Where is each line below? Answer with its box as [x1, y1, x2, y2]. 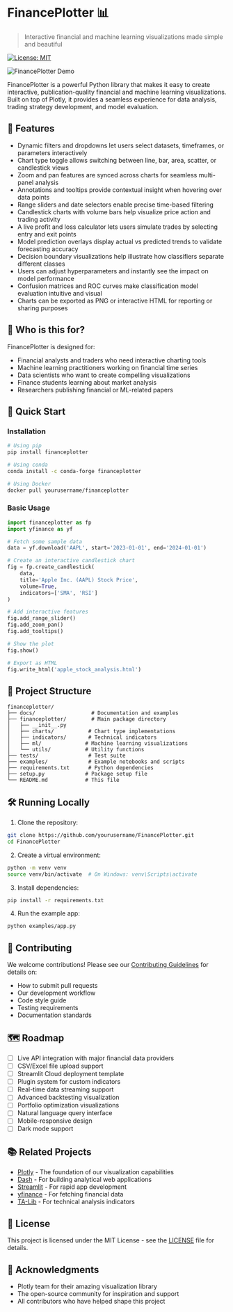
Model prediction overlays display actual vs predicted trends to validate [17, 237, 223, 246]
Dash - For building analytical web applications [17, 1176, 152, 1184]
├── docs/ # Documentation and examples [7, 710, 179, 717]
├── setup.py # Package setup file [7, 771, 148, 778]
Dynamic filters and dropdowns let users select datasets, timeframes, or [17, 141, 225, 150]
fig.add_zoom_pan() [7, 621, 64, 629]
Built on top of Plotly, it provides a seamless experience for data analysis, [7, 95, 217, 104]
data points [17, 193, 50, 201]
